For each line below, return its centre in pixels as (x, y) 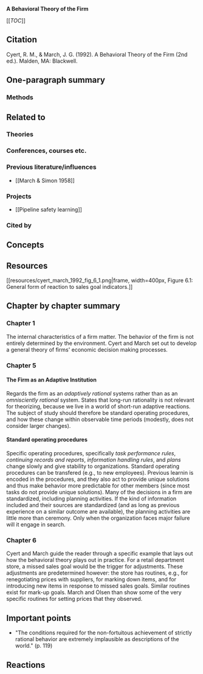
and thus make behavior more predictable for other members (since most (98, 486)
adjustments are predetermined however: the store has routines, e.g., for (97, 573)
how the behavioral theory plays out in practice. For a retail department (95, 560)
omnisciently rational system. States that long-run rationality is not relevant (100, 400)
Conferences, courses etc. (46, 151)
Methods (20, 98)
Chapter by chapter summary (63, 306)
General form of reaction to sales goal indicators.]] (70, 287)
